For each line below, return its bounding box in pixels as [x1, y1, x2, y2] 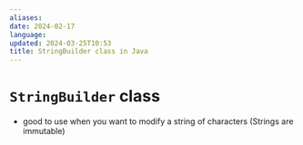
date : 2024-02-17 [9, 22, 76, 31]
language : [9, 30, 47, 39]
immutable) [22, 126, 66, 137]
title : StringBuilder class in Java [9, 47, 148, 56]
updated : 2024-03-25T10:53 [9, 38, 112, 48]
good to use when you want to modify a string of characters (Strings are [22, 116, 294, 127]
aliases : [9, 13, 43, 23]
